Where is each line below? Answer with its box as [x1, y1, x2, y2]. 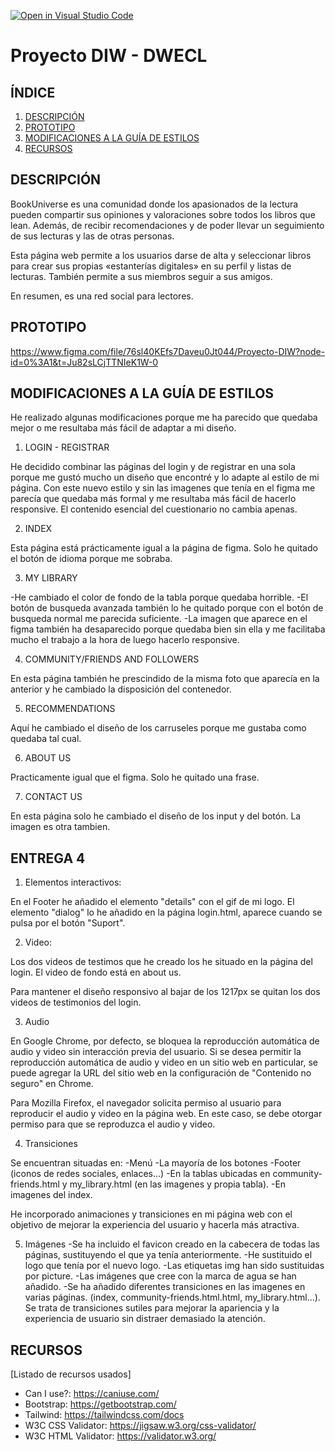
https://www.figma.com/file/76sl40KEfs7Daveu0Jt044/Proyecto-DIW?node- [10, 345, 326, 357]
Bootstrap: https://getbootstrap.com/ [24, 1398, 177, 1410]
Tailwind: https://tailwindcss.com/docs [24, 1409, 185, 1421]
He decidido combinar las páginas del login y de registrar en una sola [10, 461, 296, 473]
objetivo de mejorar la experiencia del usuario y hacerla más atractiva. [10, 1219, 300, 1231]
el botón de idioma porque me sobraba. [10, 553, 173, 565]
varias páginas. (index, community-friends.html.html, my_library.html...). [24, 1291, 321, 1304]
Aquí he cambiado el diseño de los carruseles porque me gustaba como [10, 722, 307, 734]
